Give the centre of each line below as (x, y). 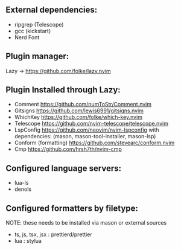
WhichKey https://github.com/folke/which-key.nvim (78, 117)
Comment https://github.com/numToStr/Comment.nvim (83, 104)
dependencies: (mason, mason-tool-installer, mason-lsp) (85, 136)
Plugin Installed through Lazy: (63, 90)
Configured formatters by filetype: (72, 208)
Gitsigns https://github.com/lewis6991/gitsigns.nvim (79, 111)
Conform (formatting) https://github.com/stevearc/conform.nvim (94, 143)
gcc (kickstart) (33, 31)
